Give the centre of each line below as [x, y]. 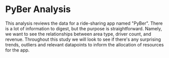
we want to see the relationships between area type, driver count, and [78, 34]
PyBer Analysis [38, 9]
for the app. [17, 50]
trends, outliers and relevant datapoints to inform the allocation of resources [85, 44]
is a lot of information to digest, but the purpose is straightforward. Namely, [84, 28]
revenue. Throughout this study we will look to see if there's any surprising [83, 39]
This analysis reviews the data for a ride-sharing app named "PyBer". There [84, 23]
